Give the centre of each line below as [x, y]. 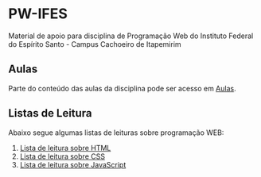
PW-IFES [38, 14]
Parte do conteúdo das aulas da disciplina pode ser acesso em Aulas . [122, 88]
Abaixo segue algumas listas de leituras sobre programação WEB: [116, 133]
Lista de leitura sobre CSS [62, 156]
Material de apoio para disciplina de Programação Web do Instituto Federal [131, 36]
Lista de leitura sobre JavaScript [73, 164]
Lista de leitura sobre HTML [65, 148]
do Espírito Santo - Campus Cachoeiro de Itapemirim [95, 44]
